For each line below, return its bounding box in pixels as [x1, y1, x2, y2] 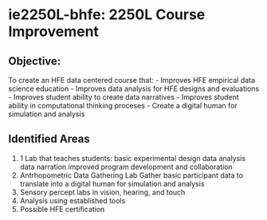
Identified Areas [8, 132, 90, 146]
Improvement [8, 22, 100, 41]
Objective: [8, 54, 61, 68]
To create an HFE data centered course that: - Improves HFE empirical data [8, 76, 256, 84]
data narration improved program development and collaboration [19, 162, 233, 171]
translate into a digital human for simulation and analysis [19, 179, 205, 188]
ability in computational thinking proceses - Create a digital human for [8, 101, 238, 110]
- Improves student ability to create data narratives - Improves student [8, 92, 239, 101]
